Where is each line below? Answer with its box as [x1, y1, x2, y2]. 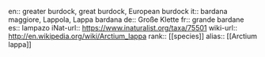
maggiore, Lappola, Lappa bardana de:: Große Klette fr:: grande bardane [8, 15, 244, 24]
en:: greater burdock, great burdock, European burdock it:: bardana [8, 7, 228, 16]
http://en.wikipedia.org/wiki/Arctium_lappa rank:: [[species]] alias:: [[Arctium [8, 31, 258, 41]
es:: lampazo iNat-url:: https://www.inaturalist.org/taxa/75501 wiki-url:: [8, 23, 237, 32]
